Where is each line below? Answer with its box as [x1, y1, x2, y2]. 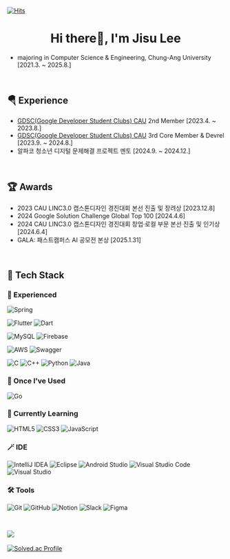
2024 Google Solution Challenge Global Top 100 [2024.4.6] [17, 211, 186, 220]
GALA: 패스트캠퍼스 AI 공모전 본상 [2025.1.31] [17, 235, 141, 244]
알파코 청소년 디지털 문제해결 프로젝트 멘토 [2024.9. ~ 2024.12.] [17, 147, 191, 155]
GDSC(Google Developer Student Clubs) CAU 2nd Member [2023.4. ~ [17, 116, 216, 125]
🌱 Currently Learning [7, 409, 79, 419]
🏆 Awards [7, 181, 53, 193]
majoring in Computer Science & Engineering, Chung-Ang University [17, 53, 211, 61]
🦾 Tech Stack [7, 269, 65, 281]
